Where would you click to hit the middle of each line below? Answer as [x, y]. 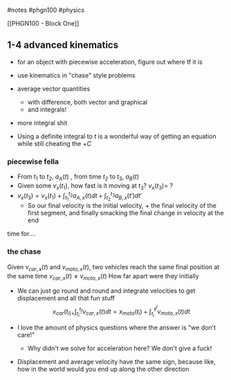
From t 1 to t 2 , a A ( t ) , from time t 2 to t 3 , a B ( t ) [78, 177]
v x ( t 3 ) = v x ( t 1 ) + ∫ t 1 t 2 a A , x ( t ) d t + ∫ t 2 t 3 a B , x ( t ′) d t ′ [80, 197]
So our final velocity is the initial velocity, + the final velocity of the [122, 206]
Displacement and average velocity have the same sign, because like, [116, 362]
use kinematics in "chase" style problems [76, 75]
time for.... [22, 234]
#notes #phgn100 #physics [46, 10]
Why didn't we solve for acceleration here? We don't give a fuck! [120, 348]
